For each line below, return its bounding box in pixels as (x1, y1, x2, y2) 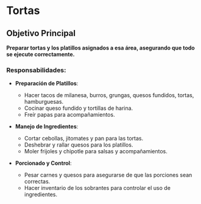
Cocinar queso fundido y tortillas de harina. (24, 104, 133, 112)
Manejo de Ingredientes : (15, 123, 79, 130)
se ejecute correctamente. (6, 51, 75, 58)
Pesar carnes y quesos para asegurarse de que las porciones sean (24, 172, 192, 179)
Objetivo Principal (6, 28, 76, 38)
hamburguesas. (24, 98, 64, 106)
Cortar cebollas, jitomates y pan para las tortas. (24, 135, 144, 142)
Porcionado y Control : (15, 159, 72, 167)
